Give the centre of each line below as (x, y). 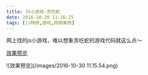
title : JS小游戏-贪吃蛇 (33, 12)
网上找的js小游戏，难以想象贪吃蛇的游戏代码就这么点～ (74, 40)
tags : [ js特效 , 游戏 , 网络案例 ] (41, 23)
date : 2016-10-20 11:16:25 (40, 17)
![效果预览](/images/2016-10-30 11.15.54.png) (62, 65)
